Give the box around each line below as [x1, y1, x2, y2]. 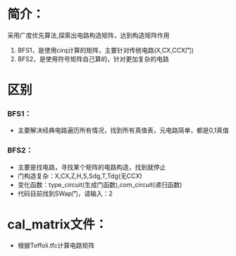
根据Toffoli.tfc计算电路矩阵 [17, 241, 95, 250]
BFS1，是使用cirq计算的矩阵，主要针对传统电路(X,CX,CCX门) [17, 46, 194, 54]
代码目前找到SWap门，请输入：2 [17, 189, 113, 198]
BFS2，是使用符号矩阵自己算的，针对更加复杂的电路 [17, 54, 169, 63]
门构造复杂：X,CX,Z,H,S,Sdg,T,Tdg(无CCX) [17, 172, 142, 180]
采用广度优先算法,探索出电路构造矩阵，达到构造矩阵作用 [7, 31, 170, 39]
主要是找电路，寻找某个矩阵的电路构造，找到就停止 [17, 162, 166, 171]
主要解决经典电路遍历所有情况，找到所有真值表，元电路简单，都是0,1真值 [17, 126, 229, 134]
